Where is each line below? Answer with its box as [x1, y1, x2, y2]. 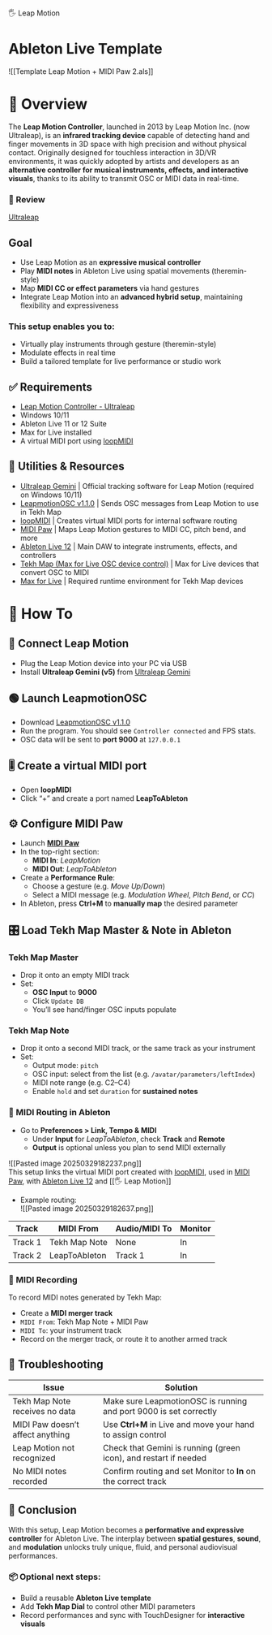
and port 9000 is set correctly [102, 1405, 217, 1417]
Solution [164, 1382, 198, 1393]
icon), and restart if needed [102, 1452, 206, 1464]
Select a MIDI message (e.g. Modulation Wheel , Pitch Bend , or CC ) [32, 890, 255, 900]
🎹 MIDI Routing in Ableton [8, 1107, 111, 1118]
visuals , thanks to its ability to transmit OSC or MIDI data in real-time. [8, 173, 240, 183]
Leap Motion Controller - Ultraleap [19, 402, 135, 412]
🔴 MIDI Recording [8, 1274, 79, 1285]
